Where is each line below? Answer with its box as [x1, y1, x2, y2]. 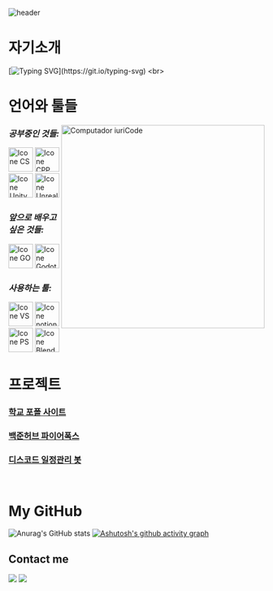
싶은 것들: [8, 224, 45, 236]
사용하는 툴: [8, 282, 52, 293]
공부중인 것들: [8, 128, 59, 140]
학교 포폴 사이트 [8, 406, 67, 418]
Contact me [8, 552, 69, 566]
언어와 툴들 [8, 98, 78, 115]
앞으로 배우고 [8, 212, 57, 224]
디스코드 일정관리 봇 [8, 454, 82, 465]
